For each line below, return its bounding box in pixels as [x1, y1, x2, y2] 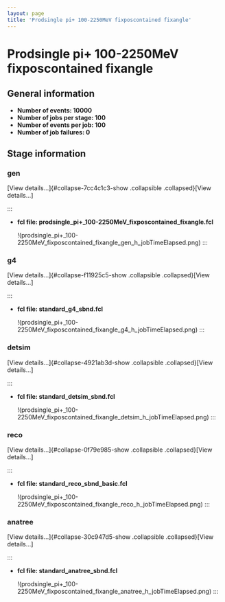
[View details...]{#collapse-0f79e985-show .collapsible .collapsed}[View [7, 445, 213, 454]
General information [7, 88, 95, 100]
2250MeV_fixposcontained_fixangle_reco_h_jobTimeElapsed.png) [16, 500, 204, 509]
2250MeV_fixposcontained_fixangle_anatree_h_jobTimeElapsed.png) [16, 588, 212, 596]
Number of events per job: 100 [16, 121, 106, 129]
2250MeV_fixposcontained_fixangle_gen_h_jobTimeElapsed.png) [16, 238, 201, 247]
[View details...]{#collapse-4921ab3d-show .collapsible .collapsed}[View [7, 358, 213, 367]
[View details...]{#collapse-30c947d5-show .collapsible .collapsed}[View [7, 533, 214, 541]
